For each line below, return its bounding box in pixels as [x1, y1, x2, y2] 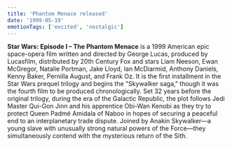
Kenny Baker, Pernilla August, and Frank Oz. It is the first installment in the [7, 72, 221, 80]
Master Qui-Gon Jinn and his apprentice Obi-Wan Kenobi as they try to [7, 102, 212, 111]
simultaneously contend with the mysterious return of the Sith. [7, 132, 188, 140]
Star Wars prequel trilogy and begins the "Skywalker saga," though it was [7, 80, 219, 88]
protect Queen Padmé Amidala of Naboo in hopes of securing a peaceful [7, 109, 218, 118]
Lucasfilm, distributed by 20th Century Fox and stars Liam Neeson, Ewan [7, 57, 219, 66]
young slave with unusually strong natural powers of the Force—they [7, 124, 206, 133]
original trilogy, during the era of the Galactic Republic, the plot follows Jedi [7, 94, 226, 103]
